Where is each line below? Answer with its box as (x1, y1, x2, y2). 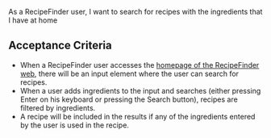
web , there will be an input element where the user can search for (19, 69, 240, 78)
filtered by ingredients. (19, 102, 96, 112)
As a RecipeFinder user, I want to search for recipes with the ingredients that (8, 7, 263, 16)
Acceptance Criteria (8, 39, 112, 52)
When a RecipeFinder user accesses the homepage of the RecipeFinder (19, 60, 260, 69)
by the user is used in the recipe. (19, 120, 129, 130)
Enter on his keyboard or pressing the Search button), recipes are (19, 94, 238, 104)
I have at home (8, 15, 58, 25)
